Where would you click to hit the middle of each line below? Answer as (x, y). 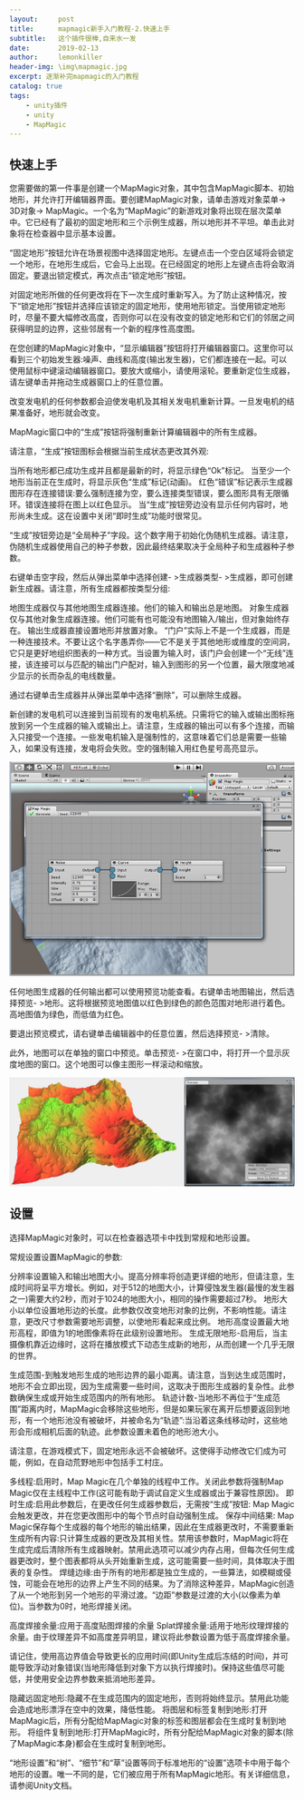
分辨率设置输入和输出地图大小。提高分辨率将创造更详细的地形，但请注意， (148, 1276)
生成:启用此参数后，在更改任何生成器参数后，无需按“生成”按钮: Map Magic (156, 1504)
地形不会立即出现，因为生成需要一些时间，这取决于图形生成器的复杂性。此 (148, 1386)
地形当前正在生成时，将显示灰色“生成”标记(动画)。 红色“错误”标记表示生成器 (151, 482)
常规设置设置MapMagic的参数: (66, 1257)
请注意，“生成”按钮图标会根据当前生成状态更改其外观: (109, 451)
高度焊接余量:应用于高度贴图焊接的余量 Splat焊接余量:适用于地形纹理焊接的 (149, 1625)
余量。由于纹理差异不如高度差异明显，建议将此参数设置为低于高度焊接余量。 (152, 1637)
